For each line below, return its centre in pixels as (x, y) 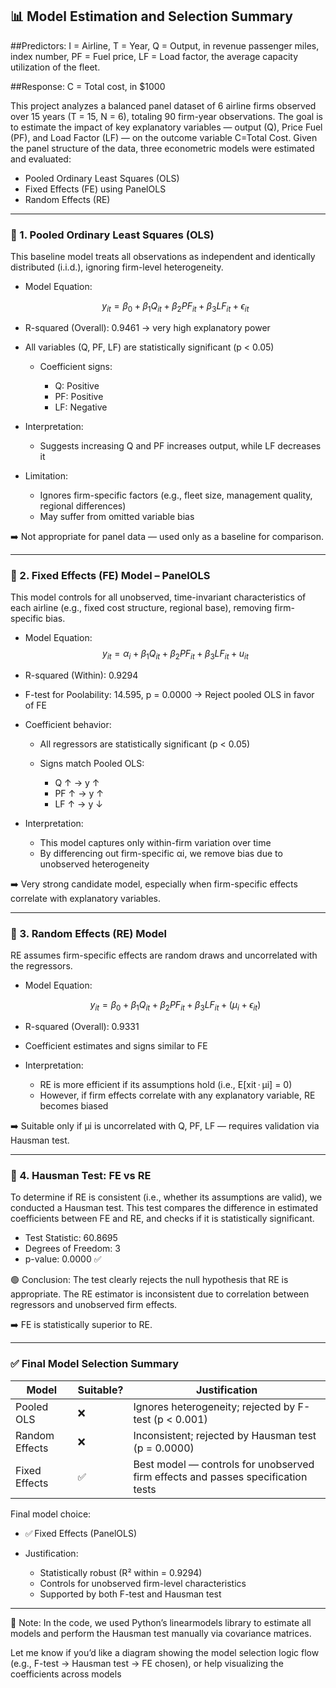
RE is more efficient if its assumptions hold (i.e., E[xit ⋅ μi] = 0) (166, 1085)
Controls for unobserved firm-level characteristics (143, 1583)
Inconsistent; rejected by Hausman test (225, 1435)
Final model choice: (51, 1514)
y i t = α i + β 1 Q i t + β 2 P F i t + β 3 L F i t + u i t (175, 655)
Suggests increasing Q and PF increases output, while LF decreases (180, 445)
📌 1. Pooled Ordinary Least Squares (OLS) (112, 235)
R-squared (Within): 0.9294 (81, 675)
